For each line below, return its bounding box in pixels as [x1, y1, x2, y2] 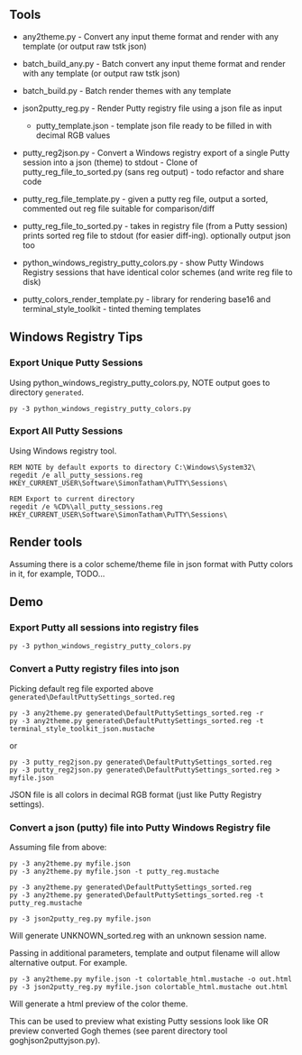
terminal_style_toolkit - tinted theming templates [22, 303, 201, 314]
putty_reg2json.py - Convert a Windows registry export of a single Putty [22, 147, 290, 158]
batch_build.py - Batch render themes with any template [22, 85, 232, 96]
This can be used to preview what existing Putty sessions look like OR [9, 1015, 269, 1026]
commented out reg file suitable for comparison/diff [22, 203, 215, 214]
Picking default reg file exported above [9, 683, 154, 693]
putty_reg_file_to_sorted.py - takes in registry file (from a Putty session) [22, 220, 288, 231]
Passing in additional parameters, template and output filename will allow [9, 947, 280, 959]
